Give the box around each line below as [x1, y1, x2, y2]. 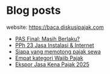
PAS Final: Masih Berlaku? [15, 35, 80, 42]
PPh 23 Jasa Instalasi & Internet [15, 42, 95, 49]
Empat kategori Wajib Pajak [15, 54, 83, 61]
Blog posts [6, 4, 61, 17]
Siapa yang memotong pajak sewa [15, 48, 101, 55]
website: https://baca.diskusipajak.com [6, 23, 104, 31]
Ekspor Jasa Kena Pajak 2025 [15, 61, 89, 68]
